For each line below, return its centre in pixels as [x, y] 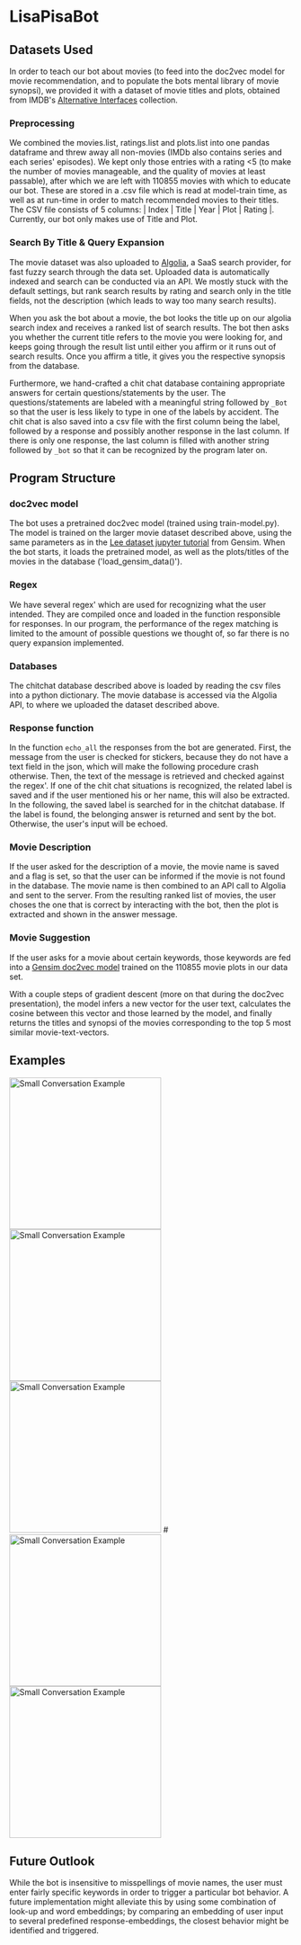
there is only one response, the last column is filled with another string [139, 440]
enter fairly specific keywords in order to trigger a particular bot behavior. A [149, 1892]
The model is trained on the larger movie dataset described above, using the [150, 533]
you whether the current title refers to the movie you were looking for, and [146, 337]
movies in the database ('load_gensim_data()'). [96, 562]
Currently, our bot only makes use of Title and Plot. [103, 219]
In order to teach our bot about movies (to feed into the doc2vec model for [147, 71]
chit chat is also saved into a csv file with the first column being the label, [145, 421]
